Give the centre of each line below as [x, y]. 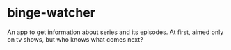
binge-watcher [51, 13]
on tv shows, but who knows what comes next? [75, 39]
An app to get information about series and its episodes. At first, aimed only [115, 32]
